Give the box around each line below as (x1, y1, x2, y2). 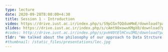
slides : (5, 26, 21, 31)
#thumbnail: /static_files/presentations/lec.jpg (5, 40, 111, 45)
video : (5, 21, 19, 26)
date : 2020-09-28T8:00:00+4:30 (5, 12, 70, 17)
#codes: (5, 30, 21, 35)
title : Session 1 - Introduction (5, 16, 75, 21)
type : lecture (5, 7, 35, 12)
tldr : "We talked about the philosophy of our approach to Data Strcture (5, 35, 162, 40)
